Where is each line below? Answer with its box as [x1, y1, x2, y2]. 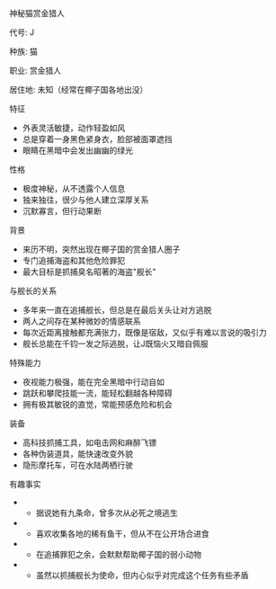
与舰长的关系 [9, 286, 57, 296]
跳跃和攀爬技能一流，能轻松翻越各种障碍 [22, 388, 173, 398]
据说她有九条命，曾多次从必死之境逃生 [35, 507, 178, 518]
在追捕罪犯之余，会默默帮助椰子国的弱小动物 [35, 549, 202, 559]
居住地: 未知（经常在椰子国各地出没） [9, 85, 148, 94]
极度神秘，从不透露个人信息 [22, 183, 126, 193]
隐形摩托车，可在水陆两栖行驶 [22, 460, 133, 470]
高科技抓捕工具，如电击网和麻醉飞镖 [22, 437, 157, 448]
